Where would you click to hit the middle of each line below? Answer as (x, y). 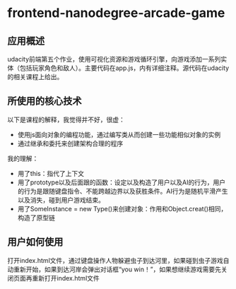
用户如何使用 (35, 242)
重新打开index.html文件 (66, 278)
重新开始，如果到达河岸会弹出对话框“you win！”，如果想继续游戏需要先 (117, 269)
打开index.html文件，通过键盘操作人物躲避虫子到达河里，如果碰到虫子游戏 (116, 260)
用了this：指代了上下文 (51, 173)
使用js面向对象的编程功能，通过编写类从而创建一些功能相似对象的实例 (119, 134)
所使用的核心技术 (45, 101)
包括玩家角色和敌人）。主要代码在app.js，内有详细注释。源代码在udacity (124, 68)
